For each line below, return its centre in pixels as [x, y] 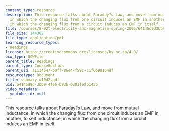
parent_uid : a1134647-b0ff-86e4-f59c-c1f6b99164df [59, 71]
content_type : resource [30, 10]
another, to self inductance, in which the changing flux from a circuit [76, 119]
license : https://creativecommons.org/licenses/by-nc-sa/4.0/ [72, 52]
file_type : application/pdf [35, 38]
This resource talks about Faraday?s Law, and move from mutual [72, 108]
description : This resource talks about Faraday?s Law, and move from [81, 15]
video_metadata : [22, 89]
